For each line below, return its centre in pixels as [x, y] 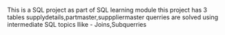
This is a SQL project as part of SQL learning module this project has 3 [107, 10]
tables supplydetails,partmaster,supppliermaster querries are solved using [113, 17]
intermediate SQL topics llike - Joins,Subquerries [77, 24]
